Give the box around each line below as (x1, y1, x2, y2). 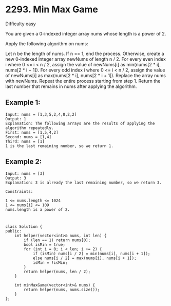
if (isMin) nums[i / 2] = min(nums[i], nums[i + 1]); (32, 251, 150, 256)
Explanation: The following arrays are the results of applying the (5, 121, 155, 126)
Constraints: (5, 189, 33, 194)
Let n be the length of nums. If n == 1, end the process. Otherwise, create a (5, 50, 164, 57)
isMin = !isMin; (32, 260, 68, 265)
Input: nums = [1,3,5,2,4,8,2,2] (5, 112, 77, 117)
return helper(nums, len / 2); (24, 269, 91, 274)
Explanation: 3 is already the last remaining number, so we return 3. (5, 180, 162, 185)
